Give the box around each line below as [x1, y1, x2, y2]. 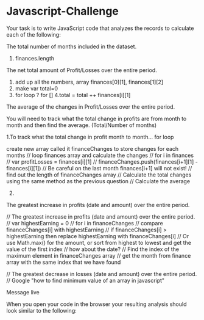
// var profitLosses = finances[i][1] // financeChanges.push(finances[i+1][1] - [6, 158, 198, 165]
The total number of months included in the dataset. [6, 43, 137, 50]
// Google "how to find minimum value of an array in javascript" [6, 277, 165, 284]
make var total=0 [15, 84, 58, 92]
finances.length [15, 54, 55, 62]
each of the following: [6, 31, 61, 38]
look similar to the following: [6, 307, 77, 314]
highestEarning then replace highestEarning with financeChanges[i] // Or [6, 232, 189, 239]
